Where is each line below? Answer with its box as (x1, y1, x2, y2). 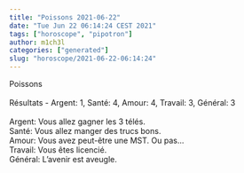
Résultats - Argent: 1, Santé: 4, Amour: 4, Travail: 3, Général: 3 (9, 98, 236, 107)
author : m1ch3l (9, 37, 66, 47)
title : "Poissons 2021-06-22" (9, 12, 122, 22)
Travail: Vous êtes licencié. (9, 145, 107, 155)
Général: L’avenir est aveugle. (9, 154, 117, 164)
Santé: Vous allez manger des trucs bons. (9, 126, 161, 136)
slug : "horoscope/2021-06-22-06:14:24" (9, 54, 157, 63)
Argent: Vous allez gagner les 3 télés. (9, 116, 146, 127)
